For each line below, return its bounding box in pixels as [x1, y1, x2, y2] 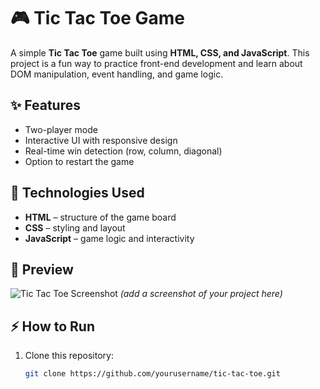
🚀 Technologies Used [10, 185, 145, 202]
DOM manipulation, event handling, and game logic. [10, 68, 224, 80]
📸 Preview [10, 261, 74, 278]
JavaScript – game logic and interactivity [24, 232, 195, 244]
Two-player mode [24, 123, 98, 135]
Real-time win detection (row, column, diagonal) [24, 145, 223, 157]
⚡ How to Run [10, 318, 96, 335]
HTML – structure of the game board [24, 211, 177, 223]
